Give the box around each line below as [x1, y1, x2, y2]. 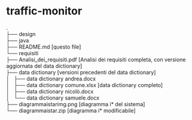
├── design [6, 30, 36, 37]
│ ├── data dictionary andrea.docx [6, 75, 96, 82]
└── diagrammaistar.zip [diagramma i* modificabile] [6, 107, 136, 114]
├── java [6, 37, 29, 44]
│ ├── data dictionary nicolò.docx [6, 88, 94, 95]
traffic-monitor [6, 4, 83, 18]
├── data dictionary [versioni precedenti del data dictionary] [6, 68, 156, 76]
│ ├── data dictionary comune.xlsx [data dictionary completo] [6, 81, 163, 88]
